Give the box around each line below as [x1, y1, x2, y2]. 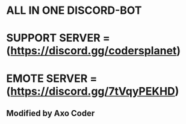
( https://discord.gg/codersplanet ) [6, 44, 181, 58]
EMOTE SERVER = [6, 72, 98, 85]
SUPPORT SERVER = [6, 31, 110, 45]
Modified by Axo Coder [6, 108, 95, 118]
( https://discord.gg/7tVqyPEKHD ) [6, 84, 179, 98]
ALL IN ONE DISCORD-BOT [6, 4, 142, 17]
